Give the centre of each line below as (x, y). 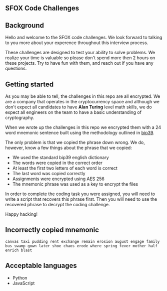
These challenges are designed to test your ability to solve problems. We (80, 53)
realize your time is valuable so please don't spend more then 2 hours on (80, 58)
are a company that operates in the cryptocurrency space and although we (82, 102)
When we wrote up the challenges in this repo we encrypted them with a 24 (83, 127)
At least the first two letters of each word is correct (65, 168)
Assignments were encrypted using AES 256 (58, 179)
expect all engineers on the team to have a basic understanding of (73, 112)
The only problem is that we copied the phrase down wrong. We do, (75, 142)
